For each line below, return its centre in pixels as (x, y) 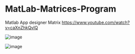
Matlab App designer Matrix (33, 22)
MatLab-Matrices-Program (61, 9)
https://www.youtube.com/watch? (96, 22)
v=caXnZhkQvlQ (21, 27)
